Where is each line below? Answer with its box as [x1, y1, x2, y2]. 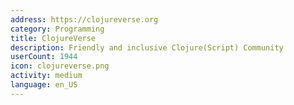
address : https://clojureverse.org [10, 14, 159, 25]
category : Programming [10, 24, 105, 34]
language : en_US [10, 80, 78, 90]
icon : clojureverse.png [10, 61, 110, 71]
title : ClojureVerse [10, 33, 97, 43]
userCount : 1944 [10, 52, 78, 62]
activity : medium [10, 71, 83, 81]
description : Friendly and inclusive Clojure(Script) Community [10, 42, 284, 53]
